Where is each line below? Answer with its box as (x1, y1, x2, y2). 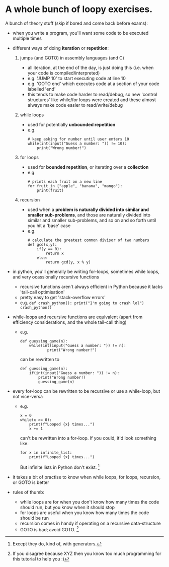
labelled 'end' (27, 86, 56, 92)
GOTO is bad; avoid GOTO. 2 (20, 525, 79, 532)
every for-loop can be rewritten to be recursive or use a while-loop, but (12, 388, 160, 394)
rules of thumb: (12, 489, 44, 495)
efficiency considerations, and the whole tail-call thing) (12, 319, 127, 325)
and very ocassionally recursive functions (12, 273, 100, 280)
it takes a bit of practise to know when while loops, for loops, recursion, (12, 474, 161, 480)
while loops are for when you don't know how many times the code (20, 499, 159, 505)
